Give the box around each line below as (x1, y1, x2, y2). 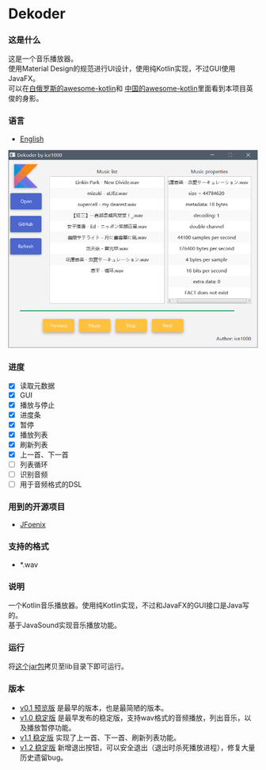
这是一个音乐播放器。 (8, 54, 78, 63)
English (19, 134, 44, 144)
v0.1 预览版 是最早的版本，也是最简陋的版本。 (19, 703, 169, 712)
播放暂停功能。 (26, 722, 76, 732)
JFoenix (19, 520, 46, 530)
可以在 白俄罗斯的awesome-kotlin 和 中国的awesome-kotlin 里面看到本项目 (8, 84, 247, 94)
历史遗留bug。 (19, 753, 68, 762)
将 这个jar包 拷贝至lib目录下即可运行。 (8, 661, 128, 671)
